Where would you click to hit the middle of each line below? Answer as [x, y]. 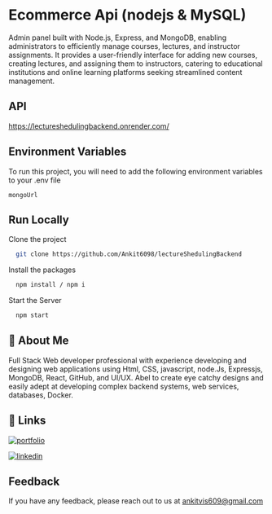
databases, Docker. [41, 395]
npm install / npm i [50, 285]
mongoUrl [23, 195]
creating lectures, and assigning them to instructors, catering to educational [136, 64]
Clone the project [37, 239]
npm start [32, 315]
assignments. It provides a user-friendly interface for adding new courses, [133, 55]
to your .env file [35, 180]
